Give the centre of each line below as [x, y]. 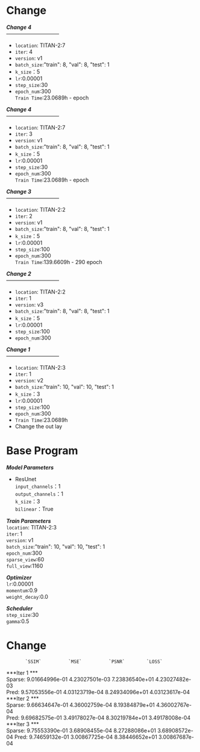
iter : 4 [24, 51]
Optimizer [19, 577]
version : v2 [29, 380]
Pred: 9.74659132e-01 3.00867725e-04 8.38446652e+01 [86, 737]
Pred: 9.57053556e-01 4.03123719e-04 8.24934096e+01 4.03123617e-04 [98, 692]
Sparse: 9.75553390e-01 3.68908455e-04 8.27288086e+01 [81, 730]
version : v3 [29, 305]
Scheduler [20, 608]
